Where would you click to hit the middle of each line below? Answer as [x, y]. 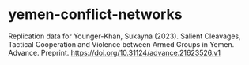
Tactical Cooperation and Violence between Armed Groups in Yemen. [121, 44]
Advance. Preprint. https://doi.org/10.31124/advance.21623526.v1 [115, 52]
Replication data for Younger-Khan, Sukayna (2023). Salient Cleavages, [124, 36]
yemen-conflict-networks [95, 14]
